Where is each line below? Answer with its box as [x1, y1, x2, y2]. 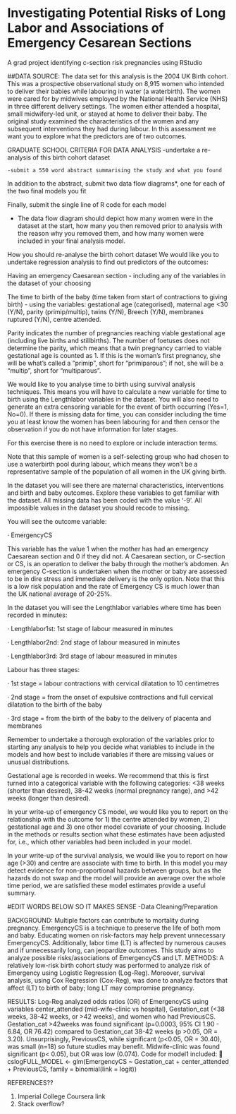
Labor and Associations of [7, 20, 164, 36]
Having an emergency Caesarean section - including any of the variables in [7, 271, 226, 280]
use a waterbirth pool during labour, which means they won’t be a [7, 460, 198, 468]
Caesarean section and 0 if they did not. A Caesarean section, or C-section [7, 552, 225, 561]
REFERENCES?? [7, 1078, 54, 1086]
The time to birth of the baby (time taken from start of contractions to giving [7, 292, 228, 301]
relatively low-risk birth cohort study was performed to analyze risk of [7, 961, 211, 969]
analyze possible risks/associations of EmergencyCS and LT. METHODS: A [7, 953, 224, 962]
